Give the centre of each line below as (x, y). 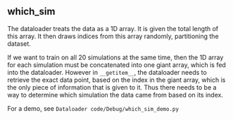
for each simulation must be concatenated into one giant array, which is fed (117, 65)
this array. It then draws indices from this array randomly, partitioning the (113, 36)
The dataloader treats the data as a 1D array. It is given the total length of (113, 28)
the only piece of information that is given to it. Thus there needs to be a (112, 87)
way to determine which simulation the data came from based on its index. (115, 95)
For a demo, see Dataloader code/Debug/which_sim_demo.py (93, 108)
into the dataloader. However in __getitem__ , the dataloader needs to (107, 72)
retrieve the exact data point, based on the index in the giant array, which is (116, 80)
